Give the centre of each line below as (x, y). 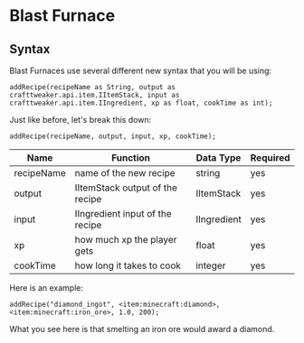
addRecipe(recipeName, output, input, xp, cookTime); (113, 136)
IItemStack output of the (126, 188)
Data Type (218, 158)
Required (270, 158)
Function (131, 158)
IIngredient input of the (123, 213)
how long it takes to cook (128, 265)
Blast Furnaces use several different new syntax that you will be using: (141, 70)
